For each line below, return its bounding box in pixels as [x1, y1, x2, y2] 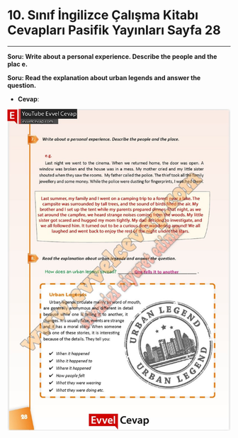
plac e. [7, 60, 28, 68]
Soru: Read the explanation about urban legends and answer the [7, 73, 201, 82]
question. [7, 81, 37, 89]
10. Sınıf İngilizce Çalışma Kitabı [7, 7, 199, 23]
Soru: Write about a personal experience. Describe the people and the [7, 52, 217, 60]
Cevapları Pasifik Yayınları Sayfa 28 [7, 22, 221, 38]
